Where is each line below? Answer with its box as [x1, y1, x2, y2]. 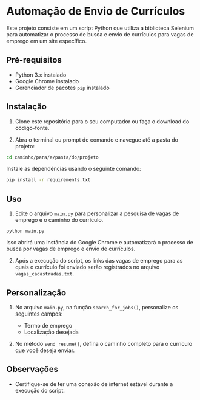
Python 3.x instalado [15, 71, 67, 78]
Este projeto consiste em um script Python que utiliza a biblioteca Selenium [6, 24, 195, 32]
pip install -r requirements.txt [6, 177, 91, 183]
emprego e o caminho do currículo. [15, 216, 104, 224]
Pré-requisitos [6, 55, 62, 65]
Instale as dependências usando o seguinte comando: [6, 165, 141, 173]
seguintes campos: [15, 310, 63, 317]
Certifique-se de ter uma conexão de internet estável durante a [15, 380, 173, 387]
